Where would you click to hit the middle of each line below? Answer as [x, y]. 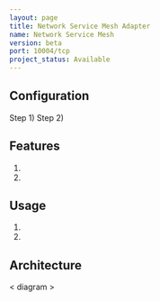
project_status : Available [60, 59]
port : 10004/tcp [40, 51]
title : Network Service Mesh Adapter [80, 26]
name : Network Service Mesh [62, 34]
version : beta [36, 43]
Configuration [49, 96]
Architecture [46, 265]
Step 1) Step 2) [37, 117]
